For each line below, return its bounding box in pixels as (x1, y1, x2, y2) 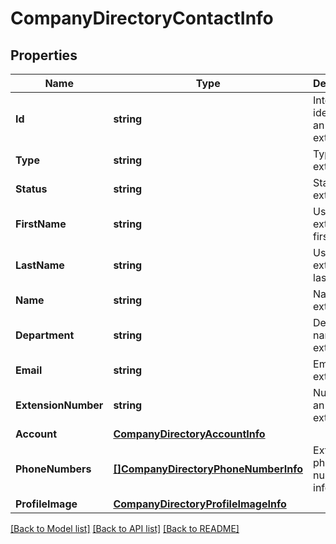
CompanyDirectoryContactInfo (10, 7, 274, 30)
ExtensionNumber (15, 398, 104, 412)
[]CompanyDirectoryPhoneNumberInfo (113, 462, 304, 476)
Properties (10, 47, 78, 64)
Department (15, 328, 75, 342)
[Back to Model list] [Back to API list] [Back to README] (10, 523, 240, 534)
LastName (15, 258, 65, 272)
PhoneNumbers (15, 462, 92, 476)
